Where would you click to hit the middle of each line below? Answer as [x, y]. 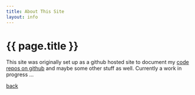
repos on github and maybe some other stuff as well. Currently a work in [94, 69]
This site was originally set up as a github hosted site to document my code [98, 62]
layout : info [22, 17]
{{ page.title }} [42, 46]
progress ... [20, 74]
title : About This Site [35, 11]
